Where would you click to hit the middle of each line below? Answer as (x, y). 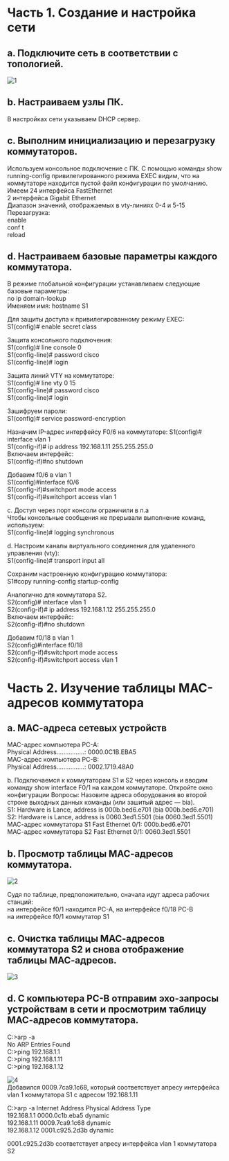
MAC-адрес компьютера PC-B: (53, 760)
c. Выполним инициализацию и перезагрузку (111, 141)
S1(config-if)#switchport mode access (62, 489)
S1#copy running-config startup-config (63, 582)
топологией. (35, 64)
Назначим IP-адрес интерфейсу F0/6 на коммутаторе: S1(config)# (105, 432)
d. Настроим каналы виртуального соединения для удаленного (101, 546)
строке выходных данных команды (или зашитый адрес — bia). (101, 803)
